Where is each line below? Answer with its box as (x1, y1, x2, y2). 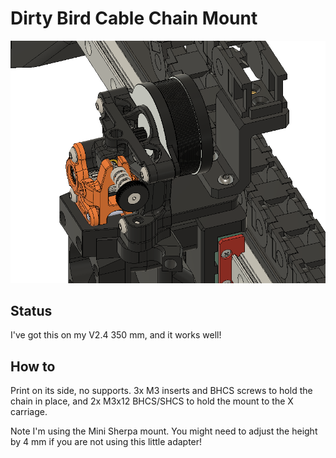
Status (10, 303, 53, 320)
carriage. (10, 406, 48, 418)
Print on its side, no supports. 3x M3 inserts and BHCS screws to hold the (10, 385, 313, 397)
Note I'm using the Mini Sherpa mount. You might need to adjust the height (10, 425, 318, 437)
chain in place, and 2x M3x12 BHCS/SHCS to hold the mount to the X (10, 395, 294, 407)
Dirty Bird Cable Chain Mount (10, 7, 258, 30)
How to (10, 358, 56, 375)
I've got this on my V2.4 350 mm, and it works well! (10, 329, 222, 341)
